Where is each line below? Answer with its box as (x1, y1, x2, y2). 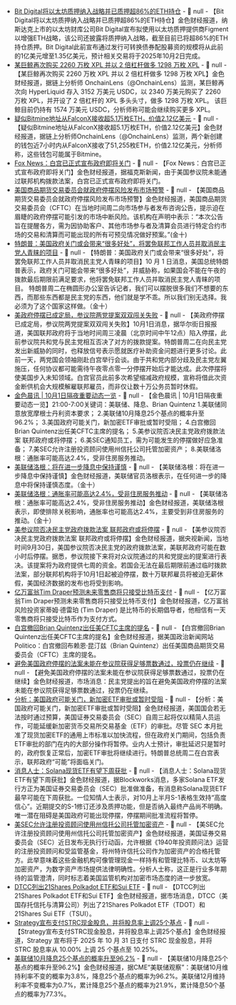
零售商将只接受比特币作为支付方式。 (14, 615, 121, 623)
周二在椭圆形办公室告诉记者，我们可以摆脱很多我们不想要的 (47, 284, 222, 292)
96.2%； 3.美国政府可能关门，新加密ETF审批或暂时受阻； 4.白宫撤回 (14, 418, 216, 426)
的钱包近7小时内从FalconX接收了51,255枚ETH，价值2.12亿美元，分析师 (14, 141, 222, 149)
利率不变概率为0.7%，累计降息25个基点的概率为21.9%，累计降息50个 (14, 981, 220, 989)
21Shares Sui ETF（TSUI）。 (14, 909, 96, 918)
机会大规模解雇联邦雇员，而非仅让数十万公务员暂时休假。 (33, 382, 202, 390)
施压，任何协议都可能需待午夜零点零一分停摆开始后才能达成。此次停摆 (14, 365, 221, 372)
